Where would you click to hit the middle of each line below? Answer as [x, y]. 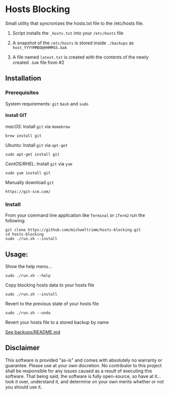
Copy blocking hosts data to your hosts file [50, 285]
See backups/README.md [33, 332]
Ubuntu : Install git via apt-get [37, 145]
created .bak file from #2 [38, 62]
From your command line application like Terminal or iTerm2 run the [75, 215]
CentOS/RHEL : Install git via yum [39, 164]
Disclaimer [22, 348]
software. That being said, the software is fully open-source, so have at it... [83, 376]
